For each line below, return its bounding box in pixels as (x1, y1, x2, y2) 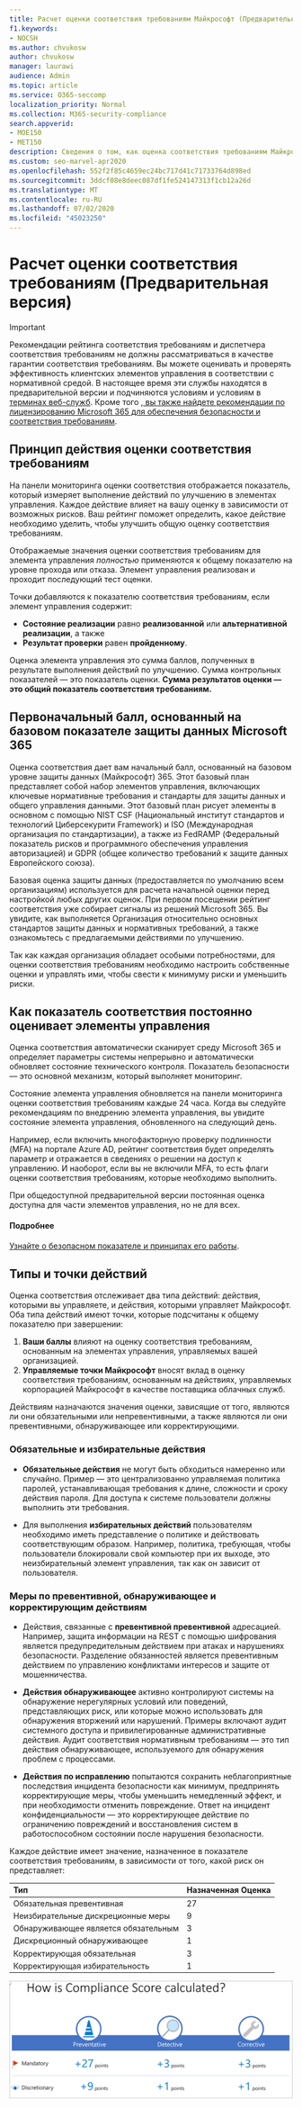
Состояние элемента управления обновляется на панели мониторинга (9, 1088, 283, 1099)
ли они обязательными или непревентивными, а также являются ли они (9, 1411, 288, 1422)
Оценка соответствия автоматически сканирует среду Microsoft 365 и (9, 1042, 281, 1053)
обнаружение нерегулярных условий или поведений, (22, 1696, 228, 1707)
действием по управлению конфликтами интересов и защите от (22, 1659, 271, 1670)
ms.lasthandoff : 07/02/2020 (9, 204, 115, 213)
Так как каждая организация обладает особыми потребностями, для (9, 950, 276, 960)
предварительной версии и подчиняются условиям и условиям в (9, 387, 262, 398)
